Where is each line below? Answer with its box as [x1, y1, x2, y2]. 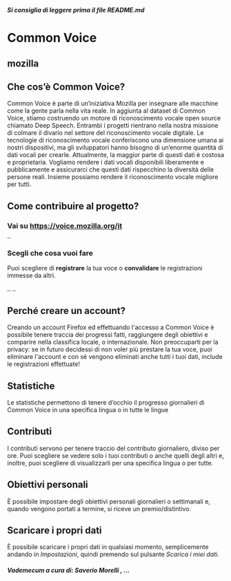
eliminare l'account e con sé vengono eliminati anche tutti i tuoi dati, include [7, 353, 223, 361]
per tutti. [7, 180, 32, 189]
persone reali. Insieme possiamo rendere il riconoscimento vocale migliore [7, 173, 219, 181]
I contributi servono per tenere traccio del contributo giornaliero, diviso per [7, 444, 220, 452]
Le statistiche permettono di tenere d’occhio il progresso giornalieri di [7, 398, 205, 407]
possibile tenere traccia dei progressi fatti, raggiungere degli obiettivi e [7, 331, 208, 339]
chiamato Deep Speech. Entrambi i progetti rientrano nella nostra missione [7, 121, 219, 130]
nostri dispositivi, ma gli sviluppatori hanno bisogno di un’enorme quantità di [7, 143, 224, 151]
